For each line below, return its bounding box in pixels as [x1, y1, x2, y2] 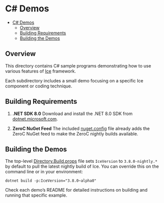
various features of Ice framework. [5, 68, 76, 74]
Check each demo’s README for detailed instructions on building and [5, 187, 148, 193]
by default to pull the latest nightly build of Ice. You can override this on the [5, 163, 159, 169]
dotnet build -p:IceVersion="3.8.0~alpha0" [5, 178, 97, 184]
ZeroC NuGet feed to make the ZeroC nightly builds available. [12, 131, 138, 136]
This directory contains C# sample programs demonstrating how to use [5, 63, 152, 68]
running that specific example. [5, 192, 68, 199]
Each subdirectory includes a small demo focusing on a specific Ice [5, 77, 144, 83]
